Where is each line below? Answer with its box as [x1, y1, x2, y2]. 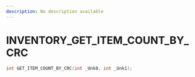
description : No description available [6, 8, 104, 15]
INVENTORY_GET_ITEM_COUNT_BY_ [6, 33, 189, 47]
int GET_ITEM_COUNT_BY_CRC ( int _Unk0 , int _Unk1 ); [6, 65, 133, 71]
